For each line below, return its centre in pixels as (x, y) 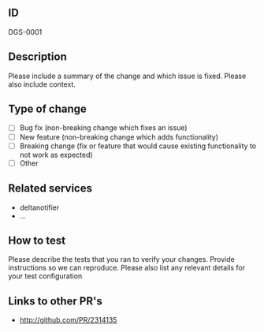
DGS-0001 (25, 32)
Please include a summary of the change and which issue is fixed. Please (127, 76)
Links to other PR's (55, 301)
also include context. (42, 84)
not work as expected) (56, 155)
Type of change (47, 109)
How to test (37, 240)
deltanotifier (39, 207)
